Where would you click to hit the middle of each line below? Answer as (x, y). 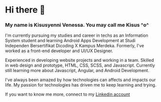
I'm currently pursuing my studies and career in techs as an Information (77, 35)
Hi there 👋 (25, 10)
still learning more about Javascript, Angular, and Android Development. (77, 71)
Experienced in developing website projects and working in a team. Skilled (80, 60)
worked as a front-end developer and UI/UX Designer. (59, 51)
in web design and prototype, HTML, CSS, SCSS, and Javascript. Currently (80, 65)
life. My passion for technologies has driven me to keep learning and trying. (81, 85)
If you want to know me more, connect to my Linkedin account (68, 94)
